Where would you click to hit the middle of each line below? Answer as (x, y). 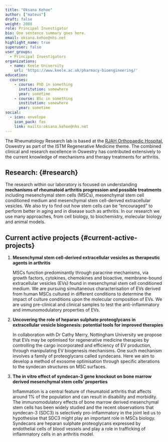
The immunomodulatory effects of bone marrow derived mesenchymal (86, 402)
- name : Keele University (37, 66)
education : (17, 75)
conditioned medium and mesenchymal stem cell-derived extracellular (78, 201)
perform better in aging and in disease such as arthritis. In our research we (82, 211)
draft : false (19, 19)
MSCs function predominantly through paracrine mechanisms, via (80, 273)
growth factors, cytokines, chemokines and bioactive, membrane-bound (87, 278)
